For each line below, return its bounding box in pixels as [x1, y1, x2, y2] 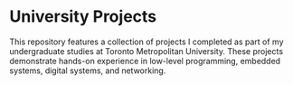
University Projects [9, 6, 157, 27]
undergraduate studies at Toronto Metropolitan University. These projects [9, 45, 283, 56]
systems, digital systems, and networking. [9, 65, 166, 76]
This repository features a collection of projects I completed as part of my [9, 36, 284, 47]
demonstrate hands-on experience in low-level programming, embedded [9, 55, 281, 66]
